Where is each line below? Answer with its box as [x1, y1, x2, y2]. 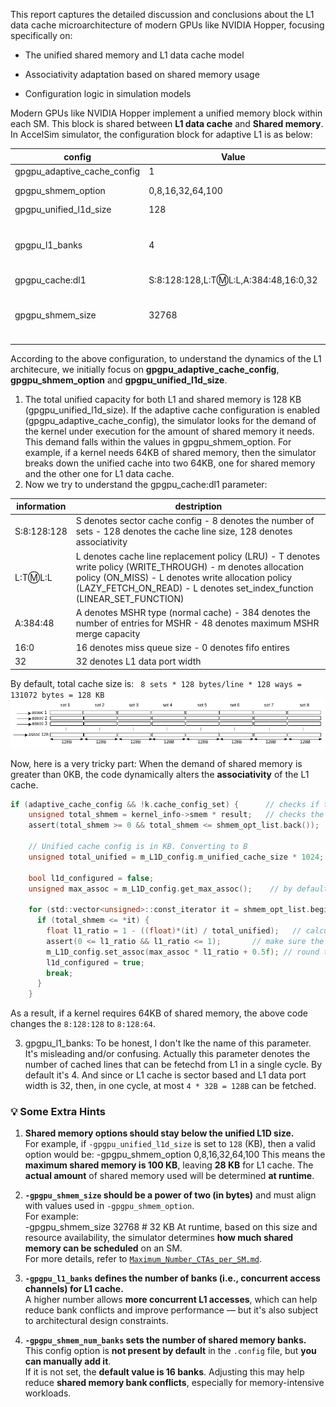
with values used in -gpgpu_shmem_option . [24, 1200, 195, 1212]
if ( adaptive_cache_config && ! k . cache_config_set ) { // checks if [10, 799, 320, 809]
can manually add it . [24, 1355, 112, 1368]
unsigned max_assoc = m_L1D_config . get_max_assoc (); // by [28, 884, 293, 894]
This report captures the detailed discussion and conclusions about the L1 [10, 9, 315, 20]
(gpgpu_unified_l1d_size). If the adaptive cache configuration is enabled [24, 404, 321, 416]
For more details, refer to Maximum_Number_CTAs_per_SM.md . [24, 1253, 263, 1265]
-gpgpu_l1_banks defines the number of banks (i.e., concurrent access [24, 1272, 321, 1284]
